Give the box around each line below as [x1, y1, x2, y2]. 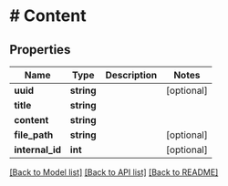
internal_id [14, 143, 62, 156]
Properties [9, 42, 71, 57]
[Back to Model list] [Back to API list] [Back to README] [9, 167, 219, 178]
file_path [14, 129, 54, 141]
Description [105, 69, 158, 81]
